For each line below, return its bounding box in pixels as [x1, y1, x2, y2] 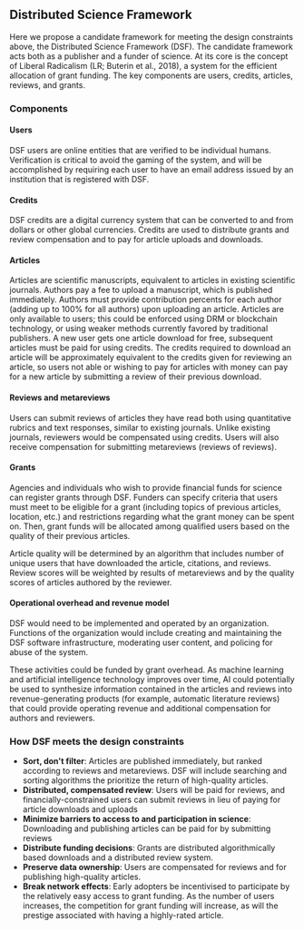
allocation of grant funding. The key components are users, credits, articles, [9, 70, 293, 81]
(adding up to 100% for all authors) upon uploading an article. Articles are [9, 304, 284, 315]
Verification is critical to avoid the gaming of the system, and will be [9, 154, 262, 165]
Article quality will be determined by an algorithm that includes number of [9, 548, 284, 559]
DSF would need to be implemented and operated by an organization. [9, 617, 270, 629]
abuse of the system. [9, 646, 89, 657]
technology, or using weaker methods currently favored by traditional [9, 323, 269, 334]
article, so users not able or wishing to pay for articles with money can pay [9, 362, 289, 373]
